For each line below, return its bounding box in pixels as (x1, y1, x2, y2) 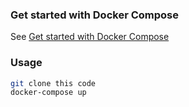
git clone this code (10, 78, 97, 88)
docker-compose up (10, 88, 87, 98)
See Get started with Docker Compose (10, 31, 170, 43)
